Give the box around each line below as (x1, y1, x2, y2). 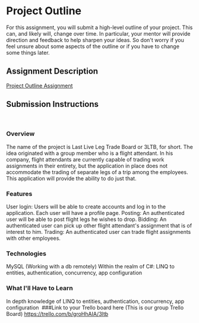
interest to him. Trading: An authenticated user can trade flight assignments (6, 229, 191, 236)
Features (6, 189, 33, 198)
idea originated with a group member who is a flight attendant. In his (6, 150, 173, 157)
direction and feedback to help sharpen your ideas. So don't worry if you (6, 36, 184, 43)
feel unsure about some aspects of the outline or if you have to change (6, 43, 180, 50)
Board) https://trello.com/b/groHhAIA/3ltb (6, 310, 109, 317)
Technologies (6, 249, 46, 258)
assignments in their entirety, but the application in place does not (6, 162, 168, 169)
